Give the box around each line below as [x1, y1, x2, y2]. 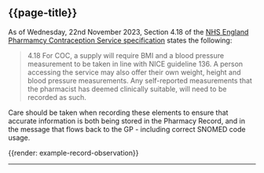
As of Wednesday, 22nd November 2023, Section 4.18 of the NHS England [8, 27, 249, 36]
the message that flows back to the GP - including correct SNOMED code [8, 124, 246, 134]
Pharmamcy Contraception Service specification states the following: [8, 35, 233, 45]
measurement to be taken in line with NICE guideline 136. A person [27, 59, 244, 68]
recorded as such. [27, 92, 86, 101]
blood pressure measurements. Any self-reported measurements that [27, 75, 253, 85]
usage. [8, 133, 31, 142]
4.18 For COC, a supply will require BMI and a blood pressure [27, 50, 225, 60]
